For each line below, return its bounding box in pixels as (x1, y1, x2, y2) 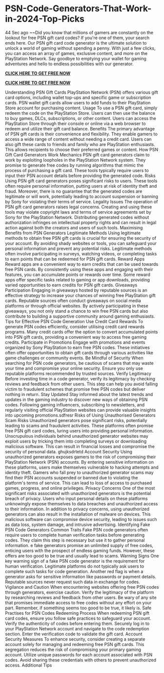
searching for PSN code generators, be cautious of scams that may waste (5, 360, 154, 366)
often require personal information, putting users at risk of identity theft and (5, 183, 157, 189)
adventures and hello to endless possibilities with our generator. (5, 61, 134, 67)
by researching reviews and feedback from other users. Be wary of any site (5, 594, 157, 600)
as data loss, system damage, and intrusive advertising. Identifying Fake (5, 522, 150, 527)
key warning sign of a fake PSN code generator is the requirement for (5, 558, 145, 564)
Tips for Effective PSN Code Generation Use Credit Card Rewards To (5, 318, 143, 324)
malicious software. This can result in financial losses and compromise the (5, 443, 155, 449)
